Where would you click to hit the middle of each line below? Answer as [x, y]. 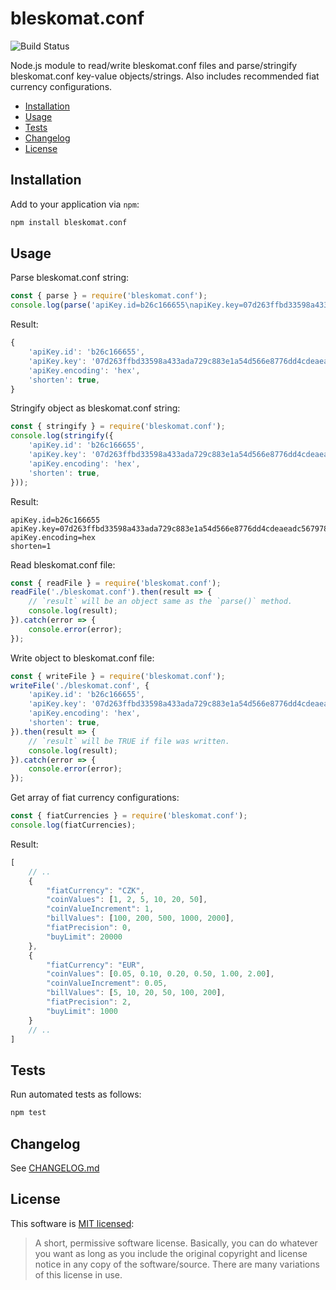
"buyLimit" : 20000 [84, 937]
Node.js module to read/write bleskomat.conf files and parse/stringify [154, 65]
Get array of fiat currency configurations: [95, 798]
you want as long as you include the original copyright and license [171, 1253]
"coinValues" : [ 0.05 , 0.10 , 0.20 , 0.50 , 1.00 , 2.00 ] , [160, 974]
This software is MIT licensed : [72, 1223]
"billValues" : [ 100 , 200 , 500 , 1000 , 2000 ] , [140, 918]
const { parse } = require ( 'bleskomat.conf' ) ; [109, 296]
